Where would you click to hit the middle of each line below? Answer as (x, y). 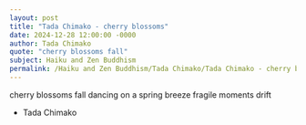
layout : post (34, 18)
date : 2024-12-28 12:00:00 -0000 (73, 35)
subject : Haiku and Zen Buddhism (73, 60)
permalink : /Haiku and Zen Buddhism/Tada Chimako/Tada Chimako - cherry (150, 69)
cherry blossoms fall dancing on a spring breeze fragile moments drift (140, 94)
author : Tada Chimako (51, 43)
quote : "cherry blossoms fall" (69, 52)
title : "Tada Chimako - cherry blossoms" (89, 26)
